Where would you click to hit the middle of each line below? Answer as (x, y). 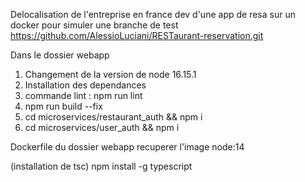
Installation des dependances (85, 85)
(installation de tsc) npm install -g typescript (101, 166)
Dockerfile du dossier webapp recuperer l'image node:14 (127, 147)
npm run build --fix (63, 106)
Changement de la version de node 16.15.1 (110, 74)
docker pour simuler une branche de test (94, 25)
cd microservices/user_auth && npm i (102, 127)
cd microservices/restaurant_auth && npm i (113, 117)
